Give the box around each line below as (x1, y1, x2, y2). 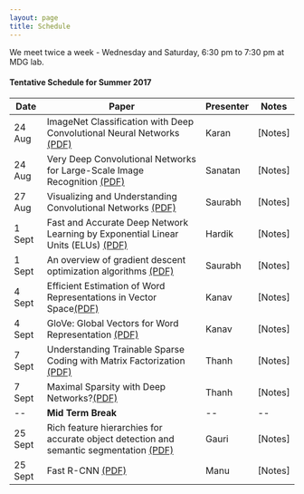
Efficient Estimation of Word (46, 279, 166, 292)
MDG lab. (9, 56, 44, 67)
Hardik (204, 228, 233, 240)
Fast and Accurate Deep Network (46, 216, 188, 228)
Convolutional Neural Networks (46, 126, 180, 139)
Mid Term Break (46, 406, 118, 419)
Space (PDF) (46, 302, 100, 315)
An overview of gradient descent (46, 253, 186, 266)
